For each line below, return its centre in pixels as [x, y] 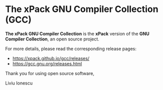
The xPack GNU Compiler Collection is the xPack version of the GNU [77, 33]
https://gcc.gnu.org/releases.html [47, 63]
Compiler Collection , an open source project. [52, 39]
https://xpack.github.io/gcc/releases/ [51, 58]
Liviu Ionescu [19, 83]
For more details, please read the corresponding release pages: [71, 48]
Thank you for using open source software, [50, 73]
